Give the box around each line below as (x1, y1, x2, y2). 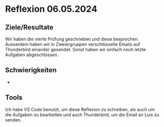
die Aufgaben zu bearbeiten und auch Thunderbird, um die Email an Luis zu (5, 112, 160, 118)
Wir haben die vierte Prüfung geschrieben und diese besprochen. (5, 36, 139, 42)
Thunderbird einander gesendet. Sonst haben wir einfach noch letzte (5, 47, 146, 52)
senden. (5, 117, 22, 123)
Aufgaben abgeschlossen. (5, 52, 58, 58)
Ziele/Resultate (5, 23, 54, 32)
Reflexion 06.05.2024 (5, 3, 98, 15)
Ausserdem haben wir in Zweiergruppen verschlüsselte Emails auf (5, 41, 140, 47)
